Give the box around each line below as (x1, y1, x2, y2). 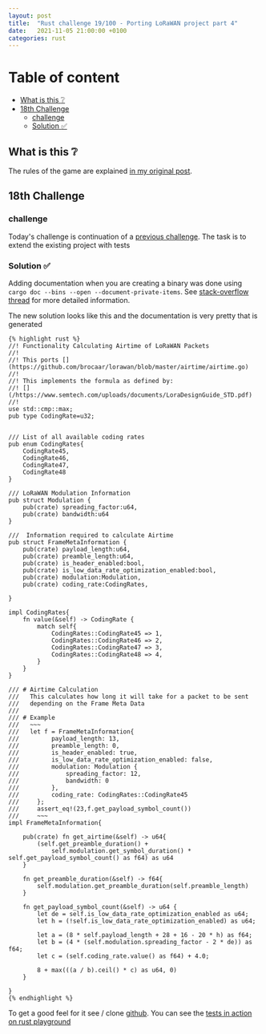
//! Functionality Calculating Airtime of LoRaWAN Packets (8, 341, 210, 349)
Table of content (8, 69, 120, 87)
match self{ (37, 622, 78, 630)
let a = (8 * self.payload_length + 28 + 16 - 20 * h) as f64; (37, 931, 252, 939)
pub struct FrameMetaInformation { (8, 538, 127, 546)
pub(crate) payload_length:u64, (22, 545, 131, 553)
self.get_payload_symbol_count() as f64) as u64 (8, 854, 174, 862)
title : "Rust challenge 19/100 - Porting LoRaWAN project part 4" (8, 19, 239, 27)
